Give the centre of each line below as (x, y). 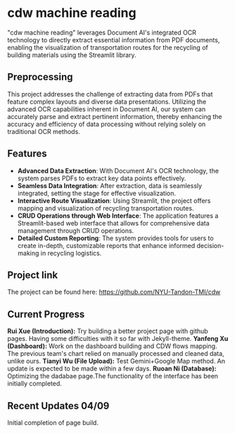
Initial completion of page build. (53, 423)
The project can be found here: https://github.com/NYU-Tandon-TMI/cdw (114, 292)
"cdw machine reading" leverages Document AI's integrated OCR (102, 32)
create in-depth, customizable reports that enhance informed (106, 245)
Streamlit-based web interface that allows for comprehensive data (113, 223)
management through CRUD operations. (76, 230)
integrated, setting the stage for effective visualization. (96, 193)
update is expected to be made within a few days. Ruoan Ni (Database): (112, 368)
